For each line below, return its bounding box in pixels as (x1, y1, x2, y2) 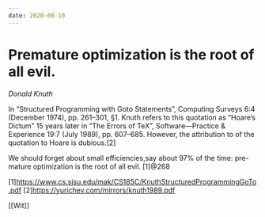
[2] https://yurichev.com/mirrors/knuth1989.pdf (23, 185, 176, 195)
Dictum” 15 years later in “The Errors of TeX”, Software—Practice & (8, 120, 225, 131)
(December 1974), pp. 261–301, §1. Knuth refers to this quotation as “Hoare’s (8, 112, 256, 122)
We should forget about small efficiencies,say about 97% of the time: (8, 153, 233, 162)
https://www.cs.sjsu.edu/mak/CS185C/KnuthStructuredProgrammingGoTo (15, 177, 257, 186)
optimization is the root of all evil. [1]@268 (32, 162, 170, 171)
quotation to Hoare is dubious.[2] (8, 138, 116, 147)
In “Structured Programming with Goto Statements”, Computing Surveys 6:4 (8, 104, 256, 113)
